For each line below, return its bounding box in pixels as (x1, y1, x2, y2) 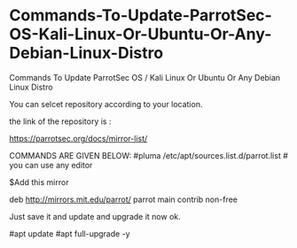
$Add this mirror (9, 176, 69, 187)
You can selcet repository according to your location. (9, 98, 203, 109)
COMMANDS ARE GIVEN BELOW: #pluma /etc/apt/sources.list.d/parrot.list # (9, 150, 288, 160)
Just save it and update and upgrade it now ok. (9, 211, 182, 221)
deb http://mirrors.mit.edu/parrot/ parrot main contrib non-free (9, 194, 238, 205)
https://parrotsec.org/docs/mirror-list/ (9, 133, 148, 143)
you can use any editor (9, 159, 93, 170)
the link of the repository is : (9, 116, 112, 127)
